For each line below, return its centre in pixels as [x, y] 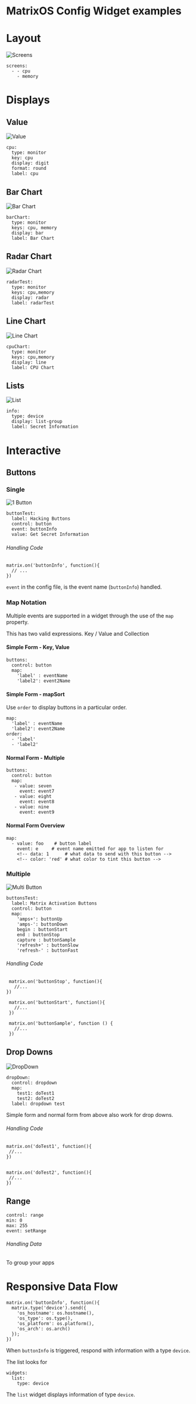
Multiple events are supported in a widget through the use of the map [90, 616]
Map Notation [26, 602]
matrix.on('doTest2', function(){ [49, 1173]
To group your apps [30, 1263]
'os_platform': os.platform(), [56, 1324]
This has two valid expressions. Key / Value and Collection [78, 634]
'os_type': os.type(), [45, 1318]
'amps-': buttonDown [42, 924]
